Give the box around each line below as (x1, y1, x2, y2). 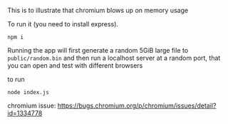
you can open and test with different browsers (7, 61, 143, 70)
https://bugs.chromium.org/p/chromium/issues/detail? (57, 101, 217, 110)
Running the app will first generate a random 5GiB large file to (7, 46, 189, 54)
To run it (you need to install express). (7, 20, 119, 28)
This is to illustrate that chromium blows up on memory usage (7, 6, 189, 14)
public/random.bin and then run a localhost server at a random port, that (7, 53, 221, 62)
